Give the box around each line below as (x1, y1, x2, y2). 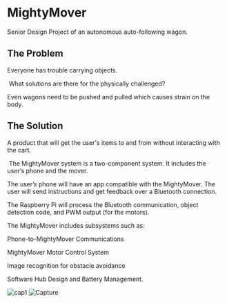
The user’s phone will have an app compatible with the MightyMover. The (7, 179, 216, 188)
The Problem (7, 48, 63, 59)
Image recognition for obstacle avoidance (7, 261, 126, 270)
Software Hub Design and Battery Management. (7, 275, 144, 283)
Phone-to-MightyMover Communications (7, 235, 124, 243)
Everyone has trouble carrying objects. (7, 66, 118, 74)
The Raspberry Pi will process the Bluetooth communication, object (7, 200, 199, 208)
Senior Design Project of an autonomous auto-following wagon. (7, 28, 188, 36)
